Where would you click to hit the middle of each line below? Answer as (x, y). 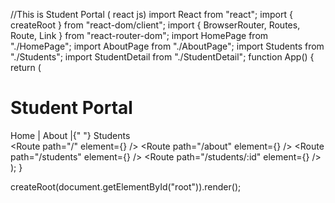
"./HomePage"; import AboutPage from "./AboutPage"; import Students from (167, 46)
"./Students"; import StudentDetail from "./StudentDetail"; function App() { (162, 57)
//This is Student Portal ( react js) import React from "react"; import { (151, 14)
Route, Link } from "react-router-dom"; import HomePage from (139, 35)
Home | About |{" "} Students (70, 135)
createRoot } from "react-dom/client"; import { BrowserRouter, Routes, (155, 25)
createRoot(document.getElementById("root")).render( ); (126, 186)
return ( (26, 67)
